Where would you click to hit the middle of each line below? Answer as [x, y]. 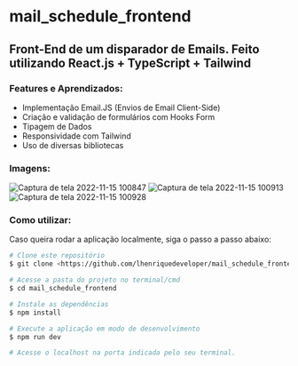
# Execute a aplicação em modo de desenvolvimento [105, 329]
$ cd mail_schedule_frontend [63, 289]
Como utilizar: [40, 220]
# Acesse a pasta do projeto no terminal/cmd [94, 280]
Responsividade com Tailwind [76, 136]
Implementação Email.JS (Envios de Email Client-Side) [121, 107]
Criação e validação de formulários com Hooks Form [118, 116]
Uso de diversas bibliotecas [73, 145]
